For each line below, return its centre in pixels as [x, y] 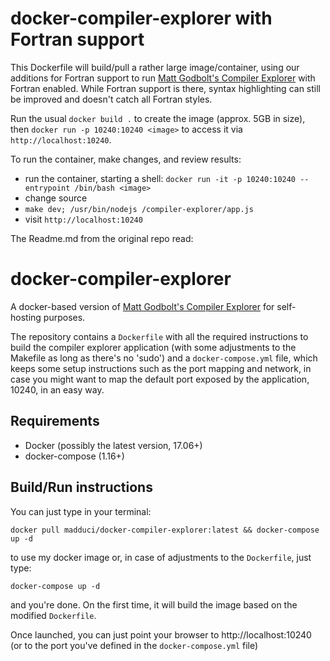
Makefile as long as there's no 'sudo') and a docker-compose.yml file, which [164, 358]
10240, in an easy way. [57, 389]
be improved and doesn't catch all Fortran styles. [111, 99]
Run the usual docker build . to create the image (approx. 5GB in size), [158, 118]
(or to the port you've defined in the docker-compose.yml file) [134, 645]
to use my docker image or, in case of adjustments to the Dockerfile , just [161, 557]
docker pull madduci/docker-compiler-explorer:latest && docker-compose [165, 530]
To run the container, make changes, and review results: [126, 159]
